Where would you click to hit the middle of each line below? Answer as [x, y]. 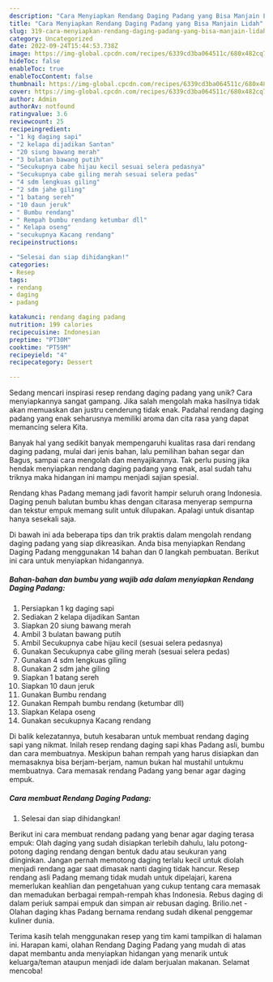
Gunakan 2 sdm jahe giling [65, 669]
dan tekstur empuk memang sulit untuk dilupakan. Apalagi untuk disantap [132, 510]
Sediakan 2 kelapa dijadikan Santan [80, 617]
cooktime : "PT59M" [40, 347]
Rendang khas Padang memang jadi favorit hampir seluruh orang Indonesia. [136, 493]
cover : [20, 91]
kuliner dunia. [32, 921]
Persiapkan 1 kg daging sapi [68, 608]
